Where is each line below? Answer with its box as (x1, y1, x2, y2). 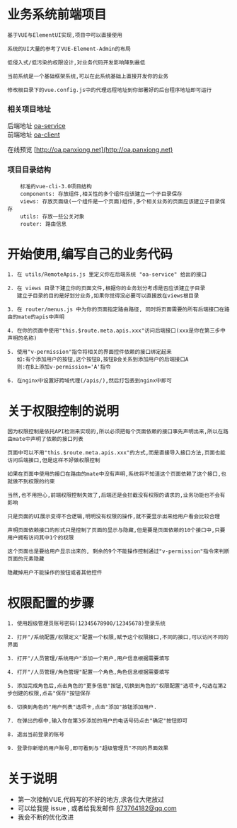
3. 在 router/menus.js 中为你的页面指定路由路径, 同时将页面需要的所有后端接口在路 (7, 306, 230, 314)
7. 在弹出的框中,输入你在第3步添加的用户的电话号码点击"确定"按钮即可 (7, 718, 187, 725)
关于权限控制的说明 (7, 403, 120, 419)
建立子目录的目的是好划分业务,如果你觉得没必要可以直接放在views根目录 (16, 292, 200, 299)
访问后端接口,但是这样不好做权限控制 (7, 457, 100, 464)
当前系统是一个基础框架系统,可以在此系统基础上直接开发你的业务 (7, 72, 168, 80)
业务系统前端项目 (7, 6, 108, 23)
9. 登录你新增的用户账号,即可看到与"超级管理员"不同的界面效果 (7, 744, 169, 752)
